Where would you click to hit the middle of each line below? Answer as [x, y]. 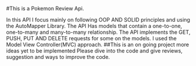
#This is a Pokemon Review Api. [45, 8]
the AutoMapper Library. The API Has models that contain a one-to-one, [94, 26]
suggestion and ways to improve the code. [58, 57]
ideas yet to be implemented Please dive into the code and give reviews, [94, 51]
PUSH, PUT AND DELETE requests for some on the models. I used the [91, 38]
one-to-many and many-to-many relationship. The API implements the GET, [98, 32]
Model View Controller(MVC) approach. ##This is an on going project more [98, 44]
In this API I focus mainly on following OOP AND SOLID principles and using [98, 20]
